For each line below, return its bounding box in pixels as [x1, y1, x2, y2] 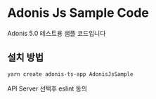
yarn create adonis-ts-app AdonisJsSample [7, 70, 134, 78]
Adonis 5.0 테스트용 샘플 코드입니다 [7, 29, 106, 37]
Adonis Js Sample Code [7, 5, 149, 21]
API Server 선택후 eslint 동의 [7, 84, 88, 93]
